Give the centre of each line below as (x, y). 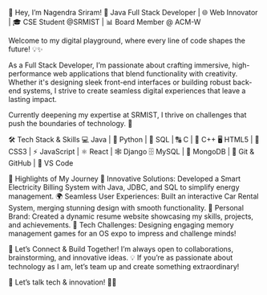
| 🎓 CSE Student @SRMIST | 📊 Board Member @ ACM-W (105, 22)
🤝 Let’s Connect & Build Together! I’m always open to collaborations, (121, 249)
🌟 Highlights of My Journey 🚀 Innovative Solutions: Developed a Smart (125, 178)
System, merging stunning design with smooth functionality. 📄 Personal (126, 208)
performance (30, 74)
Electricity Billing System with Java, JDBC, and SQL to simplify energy (124, 187)
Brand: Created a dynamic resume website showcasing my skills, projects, (131, 216)
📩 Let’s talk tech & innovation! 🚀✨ (63, 282)
